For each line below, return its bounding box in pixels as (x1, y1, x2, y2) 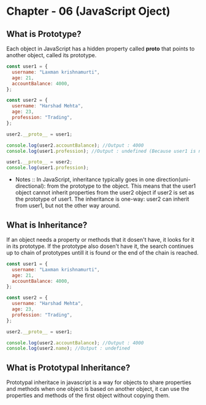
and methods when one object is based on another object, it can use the (6, 385, 189, 393)
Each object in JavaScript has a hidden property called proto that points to (6, 45, 195, 52)
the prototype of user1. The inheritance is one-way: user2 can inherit (15, 195, 189, 203)
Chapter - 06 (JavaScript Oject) (6, 4, 170, 18)
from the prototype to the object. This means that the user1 (47, 182, 196, 190)
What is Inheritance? (6, 220, 88, 230)
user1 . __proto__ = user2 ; (6, 159, 72, 165)
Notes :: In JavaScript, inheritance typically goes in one (15, 176, 155, 183)
